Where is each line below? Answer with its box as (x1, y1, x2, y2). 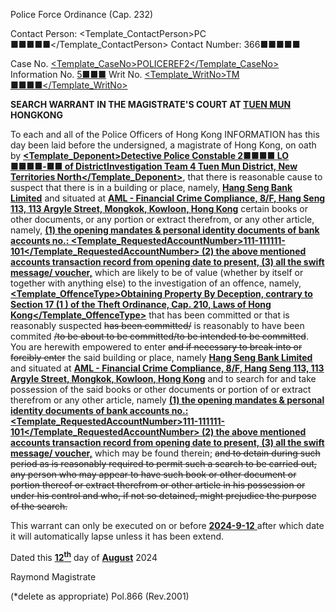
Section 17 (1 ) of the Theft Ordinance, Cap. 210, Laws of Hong (10, 299, 272, 310)
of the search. (10, 500, 68, 512)
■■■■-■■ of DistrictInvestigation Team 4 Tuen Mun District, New (10, 160, 298, 172)
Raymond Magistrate (10, 570, 97, 583)
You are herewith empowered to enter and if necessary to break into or (10, 341, 303, 353)
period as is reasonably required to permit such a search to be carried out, (10, 458, 317, 469)
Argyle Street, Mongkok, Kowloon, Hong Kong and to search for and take (10, 373, 317, 384)
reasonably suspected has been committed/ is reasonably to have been (10, 320, 305, 331)
